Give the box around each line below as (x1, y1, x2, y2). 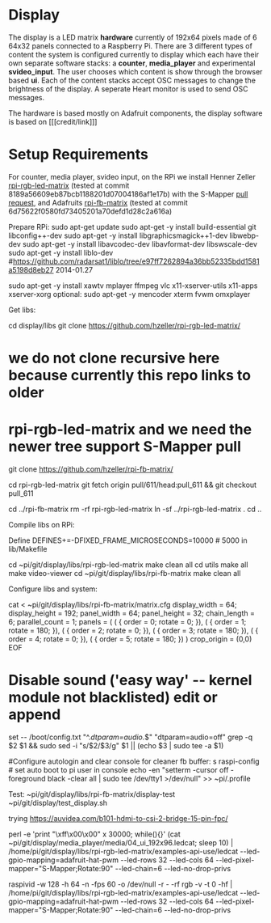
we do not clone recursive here (8, 349, 220, 367)
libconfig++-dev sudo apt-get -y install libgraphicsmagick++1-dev (8, 231, 228, 240)
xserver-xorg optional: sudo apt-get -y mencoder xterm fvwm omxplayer (8, 289, 251, 298)
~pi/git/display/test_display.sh (8, 798, 107, 807)
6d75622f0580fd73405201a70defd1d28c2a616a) (8, 206, 173, 216)
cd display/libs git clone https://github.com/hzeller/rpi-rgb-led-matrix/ (8, 320, 240, 330)
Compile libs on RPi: (8, 520, 75, 529)
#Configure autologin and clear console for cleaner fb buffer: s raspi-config (8, 756, 260, 766)
